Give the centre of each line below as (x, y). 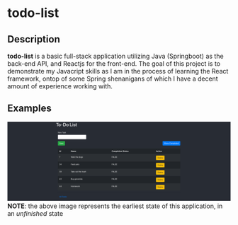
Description (34, 39)
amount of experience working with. (60, 86)
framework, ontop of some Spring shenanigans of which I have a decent (113, 79)
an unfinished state (35, 213)
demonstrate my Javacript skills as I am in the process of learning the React (118, 71)
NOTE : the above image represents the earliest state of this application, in (115, 206)
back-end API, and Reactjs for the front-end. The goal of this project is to (114, 64)
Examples (29, 109)
